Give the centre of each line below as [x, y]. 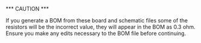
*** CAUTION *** [27, 9]
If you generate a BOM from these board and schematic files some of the [97, 20]
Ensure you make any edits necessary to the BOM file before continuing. [96, 33]
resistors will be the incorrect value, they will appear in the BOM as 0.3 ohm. [101, 27]
